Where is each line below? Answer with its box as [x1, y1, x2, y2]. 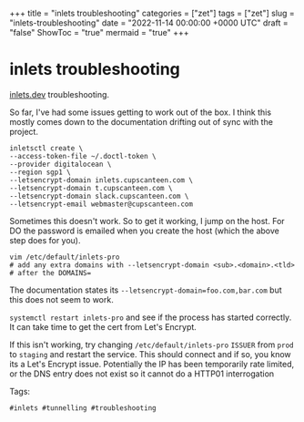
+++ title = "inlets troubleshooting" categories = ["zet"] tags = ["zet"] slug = [9, 8, 296, 18]
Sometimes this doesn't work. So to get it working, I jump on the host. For [9, 215, 285, 226]
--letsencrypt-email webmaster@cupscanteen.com [9, 200, 194, 209]
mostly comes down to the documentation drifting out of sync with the [9, 116, 273, 127]
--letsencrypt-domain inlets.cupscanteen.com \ [9, 175, 194, 185]
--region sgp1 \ [9, 168, 71, 177]
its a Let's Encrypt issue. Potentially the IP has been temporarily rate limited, [9, 358, 295, 369]
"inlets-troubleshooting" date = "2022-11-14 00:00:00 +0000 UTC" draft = [9, 17, 289, 28]
